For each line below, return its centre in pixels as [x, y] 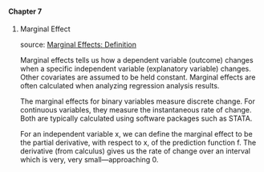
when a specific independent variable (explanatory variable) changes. [135, 69]
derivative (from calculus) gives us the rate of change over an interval [135, 151]
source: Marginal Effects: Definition [78, 45]
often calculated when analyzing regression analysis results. [120, 86]
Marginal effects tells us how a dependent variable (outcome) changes [137, 60]
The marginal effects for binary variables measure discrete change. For [137, 101]
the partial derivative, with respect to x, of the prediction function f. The [138, 143]
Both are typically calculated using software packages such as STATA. [136, 119]
